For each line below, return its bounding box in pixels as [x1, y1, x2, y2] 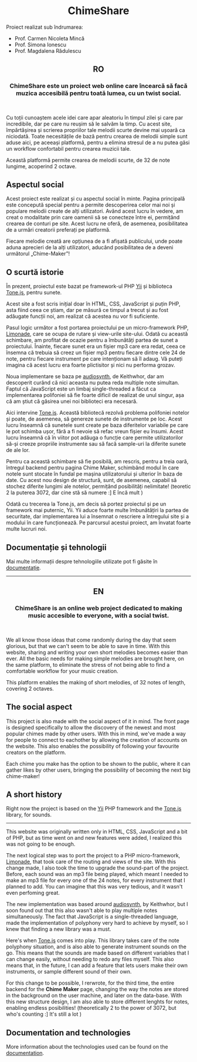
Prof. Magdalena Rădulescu [14, 47, 81, 54]
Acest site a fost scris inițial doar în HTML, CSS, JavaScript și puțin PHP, [6, 300, 181, 307]
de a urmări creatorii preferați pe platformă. [6, 226, 111, 233]
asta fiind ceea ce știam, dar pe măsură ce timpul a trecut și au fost [6, 307, 169, 314]
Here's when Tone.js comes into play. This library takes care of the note [6, 937, 180, 944]
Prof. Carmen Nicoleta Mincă [14, 35, 85, 42]
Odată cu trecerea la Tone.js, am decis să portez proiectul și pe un [6, 500, 167, 508]
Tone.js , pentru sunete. [6, 289, 62, 296]
